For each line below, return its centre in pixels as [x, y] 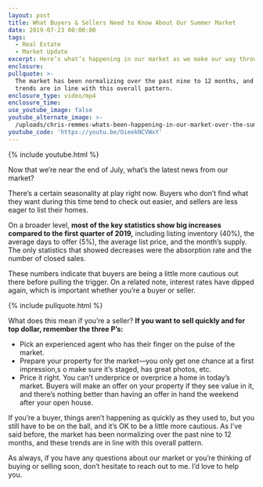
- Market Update [41, 52]
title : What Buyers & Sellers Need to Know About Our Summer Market [122, 23]
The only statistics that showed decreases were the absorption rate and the [130, 250]
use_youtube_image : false [50, 111]
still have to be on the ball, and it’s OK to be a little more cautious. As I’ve [125, 426]
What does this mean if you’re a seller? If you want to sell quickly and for [126, 320]
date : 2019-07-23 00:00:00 [52, 30]
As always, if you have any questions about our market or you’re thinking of [130, 458]
